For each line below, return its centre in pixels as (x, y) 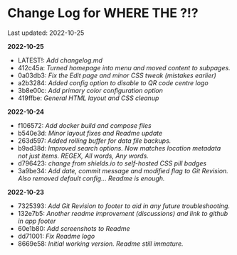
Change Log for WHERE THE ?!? (103, 13)
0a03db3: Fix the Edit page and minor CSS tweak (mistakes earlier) (117, 75)
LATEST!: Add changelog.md (60, 60)
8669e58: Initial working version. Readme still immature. (100, 244)
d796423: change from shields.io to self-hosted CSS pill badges (112, 163)
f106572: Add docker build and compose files (84, 125)
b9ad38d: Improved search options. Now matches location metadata (119, 148)
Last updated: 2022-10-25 (46, 33)
